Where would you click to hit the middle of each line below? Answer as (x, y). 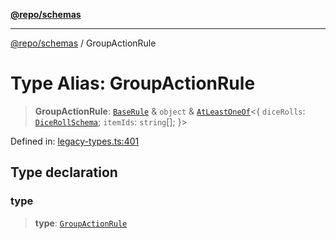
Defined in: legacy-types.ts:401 (75, 141)
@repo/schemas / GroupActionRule (83, 43)
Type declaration (64, 172)
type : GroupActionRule (81, 223)
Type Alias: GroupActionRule (133, 83)
